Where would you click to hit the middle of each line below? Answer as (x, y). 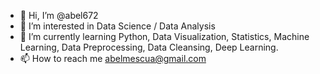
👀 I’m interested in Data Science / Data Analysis (117, 26)
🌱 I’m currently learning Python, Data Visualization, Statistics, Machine (164, 36)
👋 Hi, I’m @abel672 (59, 15)
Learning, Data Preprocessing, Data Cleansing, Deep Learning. (149, 47)
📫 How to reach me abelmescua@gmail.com (113, 58)
